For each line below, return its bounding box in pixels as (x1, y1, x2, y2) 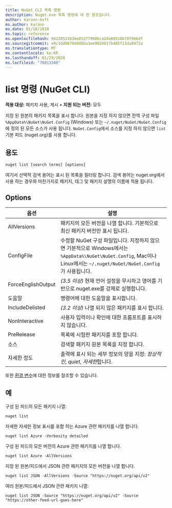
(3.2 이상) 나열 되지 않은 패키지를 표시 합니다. (60, 304, 164, 311)
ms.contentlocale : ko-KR (5, 50, 58, 55)
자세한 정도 (8, 354, 33, 361)
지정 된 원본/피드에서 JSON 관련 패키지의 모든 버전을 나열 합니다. (5, 463, 135, 469)
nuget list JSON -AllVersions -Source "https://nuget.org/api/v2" (5, 473, 150, 478)
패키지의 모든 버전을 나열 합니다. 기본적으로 (60, 219, 159, 226)
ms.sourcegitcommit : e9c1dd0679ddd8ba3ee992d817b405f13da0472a (5, 41, 143, 46)
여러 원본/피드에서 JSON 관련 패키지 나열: (5, 483, 89, 489)
